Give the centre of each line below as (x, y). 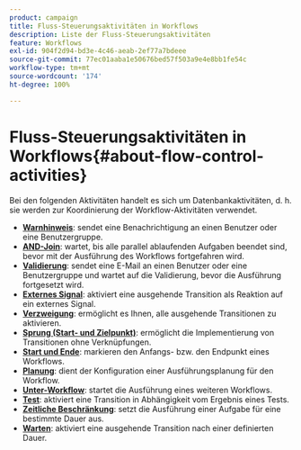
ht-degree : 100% (40, 85)
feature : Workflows (46, 43)
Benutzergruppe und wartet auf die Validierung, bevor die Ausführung (151, 274)
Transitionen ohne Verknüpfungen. (87, 342)
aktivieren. (42, 323)
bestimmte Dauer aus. (63, 418)
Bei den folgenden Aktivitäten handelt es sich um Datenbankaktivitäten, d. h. (150, 200)
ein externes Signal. (59, 303)
